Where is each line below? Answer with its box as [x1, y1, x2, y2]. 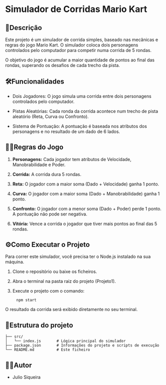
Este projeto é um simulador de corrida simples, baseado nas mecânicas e [5, 36, 159, 42]
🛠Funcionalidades [5, 77, 64, 86]
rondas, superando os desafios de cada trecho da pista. [5, 62, 120, 68]
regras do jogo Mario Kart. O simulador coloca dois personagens [5, 42, 139, 48]
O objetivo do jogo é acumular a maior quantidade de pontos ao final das [5, 57, 155, 63]
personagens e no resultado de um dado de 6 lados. [12, 128, 121, 134]
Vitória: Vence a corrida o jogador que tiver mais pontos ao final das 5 [12, 220, 158, 226]
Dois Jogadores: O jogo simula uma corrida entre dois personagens [12, 93, 152, 99]
